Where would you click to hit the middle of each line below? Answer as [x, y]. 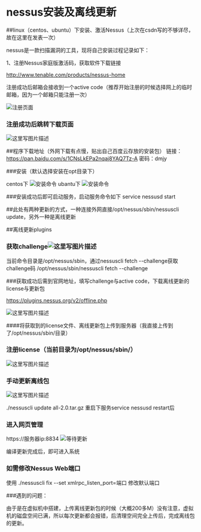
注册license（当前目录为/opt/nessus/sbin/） [71, 350]
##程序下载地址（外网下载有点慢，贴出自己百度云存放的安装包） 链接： [94, 151]
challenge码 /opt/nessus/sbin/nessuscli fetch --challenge [77, 268]
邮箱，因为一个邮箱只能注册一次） [48, 94]
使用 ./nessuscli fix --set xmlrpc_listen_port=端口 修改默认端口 [83, 482]
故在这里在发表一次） [32, 37]
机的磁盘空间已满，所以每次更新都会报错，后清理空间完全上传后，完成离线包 [100, 515]
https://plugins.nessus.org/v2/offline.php [57, 300]
